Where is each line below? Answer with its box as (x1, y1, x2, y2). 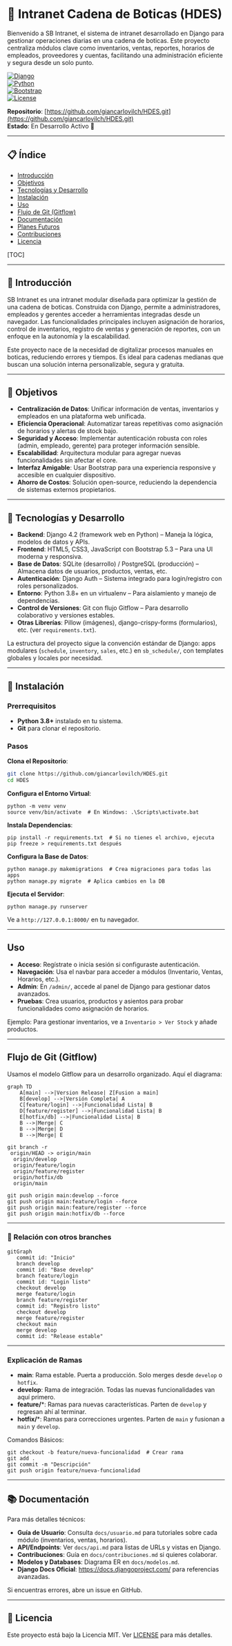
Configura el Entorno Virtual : (7, 789, 92, 797)
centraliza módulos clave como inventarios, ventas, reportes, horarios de (7, 44, 215, 52)
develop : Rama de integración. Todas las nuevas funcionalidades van (17, 1386, 215, 1394)
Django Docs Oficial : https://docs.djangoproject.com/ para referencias (17, 1564, 220, 1573)
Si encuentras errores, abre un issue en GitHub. (7, 1585, 143, 1594)
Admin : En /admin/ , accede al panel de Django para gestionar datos (17, 982, 211, 991)
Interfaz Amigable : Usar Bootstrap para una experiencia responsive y (17, 463, 216, 472)
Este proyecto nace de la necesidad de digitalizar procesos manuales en (7, 345, 213, 354)
